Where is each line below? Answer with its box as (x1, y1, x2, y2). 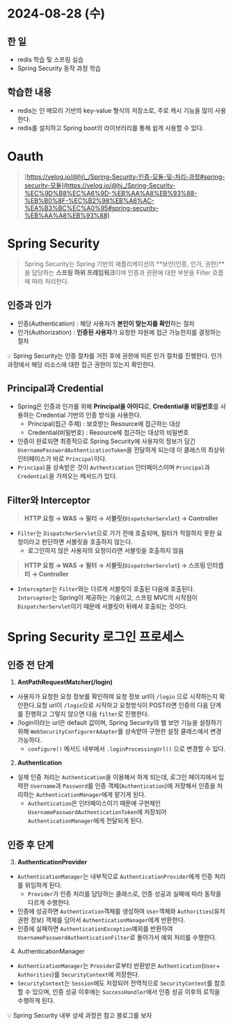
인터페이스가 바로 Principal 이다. (17, 454, 107, 463)
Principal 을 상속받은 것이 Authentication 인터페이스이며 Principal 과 (17, 464, 210, 472)
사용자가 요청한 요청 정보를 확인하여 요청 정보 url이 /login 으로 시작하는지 (17, 692, 218, 700)
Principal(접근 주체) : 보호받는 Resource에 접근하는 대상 (27, 420, 181, 428)
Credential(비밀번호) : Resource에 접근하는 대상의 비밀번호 (27, 429, 189, 437)
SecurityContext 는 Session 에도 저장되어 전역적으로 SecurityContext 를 (17, 979, 213, 987)
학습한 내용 (7, 86, 52, 98)
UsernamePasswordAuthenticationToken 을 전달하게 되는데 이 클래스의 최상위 (17, 446, 225, 454)
